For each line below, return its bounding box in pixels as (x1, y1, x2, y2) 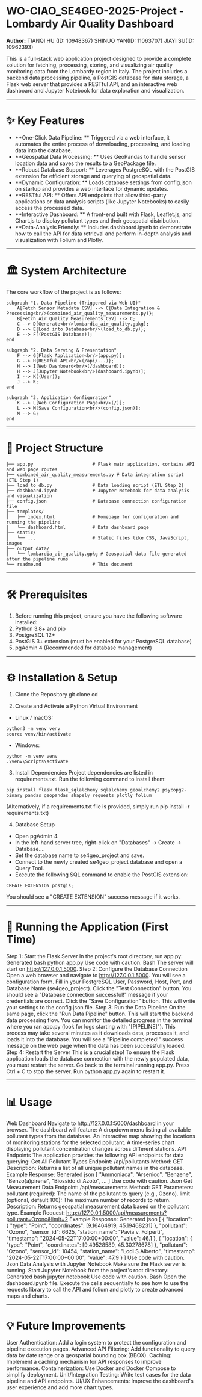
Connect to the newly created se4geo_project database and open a (14, 858, 183, 865)
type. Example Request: (6, 1209, 65, 1216)
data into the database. (14, 146, 73, 154)
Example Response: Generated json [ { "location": (69, 1215, 192, 1222)
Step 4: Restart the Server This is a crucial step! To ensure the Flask (6, 1049, 174, 1056)
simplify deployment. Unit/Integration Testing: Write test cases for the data (6, 1371, 191, 1378)
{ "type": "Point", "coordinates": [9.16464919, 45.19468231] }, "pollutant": (6, 1222, 188, 1229)
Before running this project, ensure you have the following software (14, 612, 182, 619)
